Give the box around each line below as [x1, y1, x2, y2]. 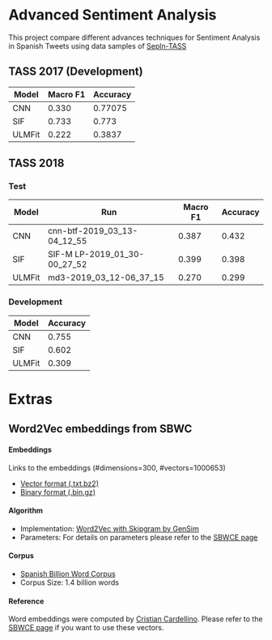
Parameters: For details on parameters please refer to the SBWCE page [19, 532, 258, 542]
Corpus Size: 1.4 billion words [19, 578, 120, 587]
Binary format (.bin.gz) [19, 487, 96, 496]
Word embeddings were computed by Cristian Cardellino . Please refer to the [8, 614, 263, 624]
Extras [8, 389, 53, 408]
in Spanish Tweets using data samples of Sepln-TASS [8, 41, 187, 50]
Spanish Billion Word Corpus [19, 569, 116, 578]
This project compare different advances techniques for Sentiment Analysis [8, 32, 261, 42]
